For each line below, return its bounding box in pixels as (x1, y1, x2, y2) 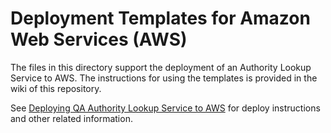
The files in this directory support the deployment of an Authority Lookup (10, 61, 312, 73)
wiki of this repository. (10, 82, 102, 94)
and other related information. (10, 112, 133, 124)
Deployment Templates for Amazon (10, 7, 311, 30)
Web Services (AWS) (10, 28, 188, 51)
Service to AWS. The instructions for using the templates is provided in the (10, 72, 318, 84)
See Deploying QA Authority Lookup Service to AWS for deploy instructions (10, 102, 321, 114)
